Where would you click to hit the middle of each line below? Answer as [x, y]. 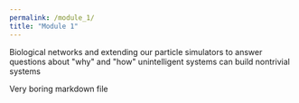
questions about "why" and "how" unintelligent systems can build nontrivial [150, 61]
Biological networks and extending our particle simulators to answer [136, 51]
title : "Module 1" [44, 26]
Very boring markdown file [59, 89]
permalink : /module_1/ [52, 18]
